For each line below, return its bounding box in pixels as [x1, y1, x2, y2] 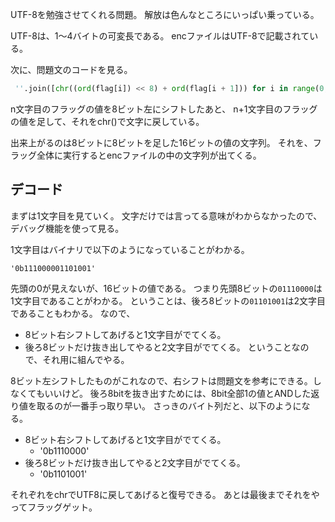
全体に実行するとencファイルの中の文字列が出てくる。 [36, 149, 262, 161]
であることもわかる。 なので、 [10, 307, 136, 319]
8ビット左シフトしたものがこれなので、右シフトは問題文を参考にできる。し [10, 374, 322, 387]
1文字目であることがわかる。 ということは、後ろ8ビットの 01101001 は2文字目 [10, 294, 326, 307]
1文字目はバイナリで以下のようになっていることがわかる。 [10, 243, 250, 255]
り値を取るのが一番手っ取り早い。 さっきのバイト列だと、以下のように [10, 399, 302, 412]
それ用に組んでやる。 [42, 353, 130, 365]
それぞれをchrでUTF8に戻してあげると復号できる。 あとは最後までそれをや [10, 488, 320, 500]
